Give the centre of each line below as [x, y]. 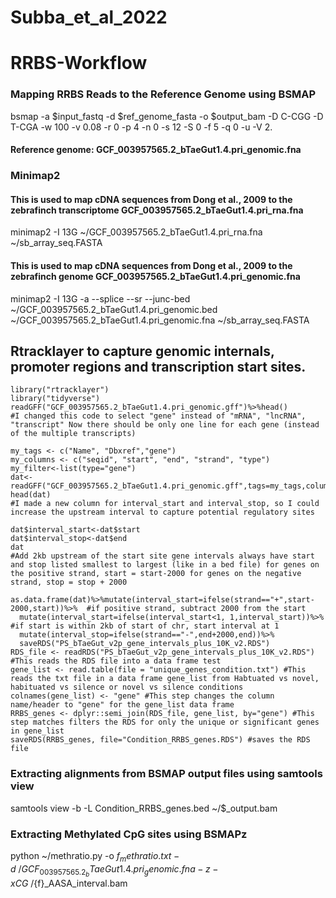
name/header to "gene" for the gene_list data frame [122, 705]
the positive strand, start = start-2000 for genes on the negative [156, 574]
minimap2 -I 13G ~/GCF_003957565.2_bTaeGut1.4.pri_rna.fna [136, 232]
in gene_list [37, 731]
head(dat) [31, 495]
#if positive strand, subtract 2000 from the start [196, 609]
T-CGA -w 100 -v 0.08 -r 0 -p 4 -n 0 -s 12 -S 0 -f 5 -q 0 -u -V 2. [141, 127]
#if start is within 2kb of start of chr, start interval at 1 [145, 626]
